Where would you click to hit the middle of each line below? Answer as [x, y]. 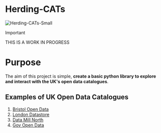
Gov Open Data [28, 125]
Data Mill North [28, 120]
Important [15, 32]
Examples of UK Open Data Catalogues [67, 97]
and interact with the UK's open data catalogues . [57, 81]
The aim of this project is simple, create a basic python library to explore [80, 76]
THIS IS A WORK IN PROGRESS [37, 42]
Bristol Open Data [30, 109]
